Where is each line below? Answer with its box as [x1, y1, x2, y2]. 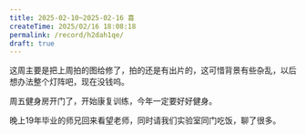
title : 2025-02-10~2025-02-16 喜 [9, 13, 135, 23]
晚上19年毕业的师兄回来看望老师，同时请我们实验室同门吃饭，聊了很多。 [9, 115, 281, 126]
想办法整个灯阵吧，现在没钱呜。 [9, 77, 129, 88]
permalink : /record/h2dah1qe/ [9, 30, 125, 39]
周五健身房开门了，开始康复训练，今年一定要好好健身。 [9, 96, 217, 107]
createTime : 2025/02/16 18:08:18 [9, 22, 137, 31]
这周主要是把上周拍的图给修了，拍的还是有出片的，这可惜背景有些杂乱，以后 [9, 65, 297, 76]
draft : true [9, 38, 55, 48]
